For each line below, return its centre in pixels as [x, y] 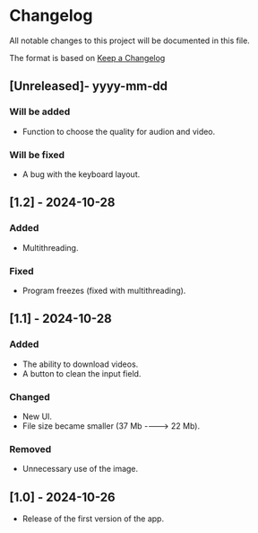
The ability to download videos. [80, 364]
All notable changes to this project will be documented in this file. [130, 40]
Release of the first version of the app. [93, 519]
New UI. [37, 416]
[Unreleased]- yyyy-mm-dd [89, 86]
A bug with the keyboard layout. [81, 174]
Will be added [40, 111]
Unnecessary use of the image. [80, 469]
